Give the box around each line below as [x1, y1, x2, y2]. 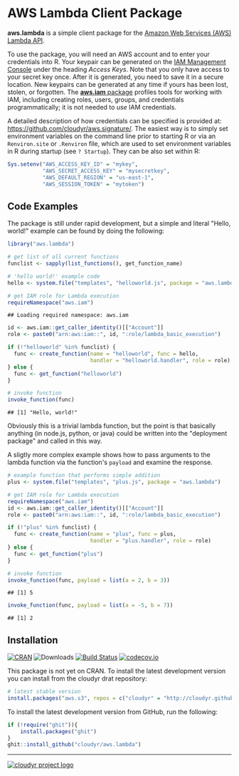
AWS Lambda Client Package [7, 5, 183, 21]
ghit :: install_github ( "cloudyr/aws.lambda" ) [7, 741, 142, 748]
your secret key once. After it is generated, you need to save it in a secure [7, 73, 224, 81]
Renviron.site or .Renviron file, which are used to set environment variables [7, 139, 231, 147]
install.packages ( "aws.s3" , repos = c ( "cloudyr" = [7, 694, 161, 702]
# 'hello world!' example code [7, 273, 100, 280]
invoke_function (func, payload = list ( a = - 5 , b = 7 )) [7, 602, 174, 609]
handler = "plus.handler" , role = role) [90, 538, 212, 545]
